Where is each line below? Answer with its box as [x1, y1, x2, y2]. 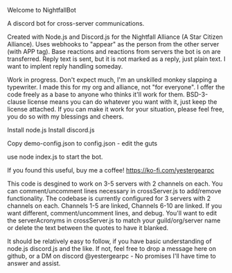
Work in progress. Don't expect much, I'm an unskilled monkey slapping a [7, 76, 217, 84]
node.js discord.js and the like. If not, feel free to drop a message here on [7, 245, 217, 252]
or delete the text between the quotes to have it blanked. [7, 224, 169, 231]
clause [7, 98, 26, 106]
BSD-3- [186, 90, 208, 98]
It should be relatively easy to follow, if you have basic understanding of [7, 237, 213, 245]
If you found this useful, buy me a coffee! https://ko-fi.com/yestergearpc [7, 166, 215, 174]
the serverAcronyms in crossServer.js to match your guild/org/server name [7, 216, 221, 224]
